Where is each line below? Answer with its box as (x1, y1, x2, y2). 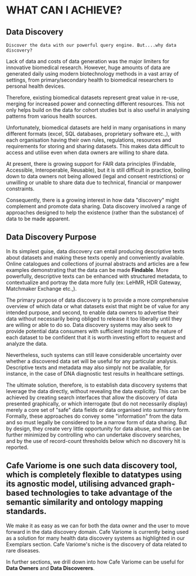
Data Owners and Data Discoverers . (6, 564, 95, 571)
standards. (6, 506, 47, 516)
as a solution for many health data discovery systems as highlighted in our (6, 534, 185, 541)
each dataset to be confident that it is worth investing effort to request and (6, 333, 186, 340)
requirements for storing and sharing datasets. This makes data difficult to (6, 143, 185, 149)
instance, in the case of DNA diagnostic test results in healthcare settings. (6, 370, 184, 377)
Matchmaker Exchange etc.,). (6, 285, 77, 292)
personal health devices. (6, 83, 66, 90)
